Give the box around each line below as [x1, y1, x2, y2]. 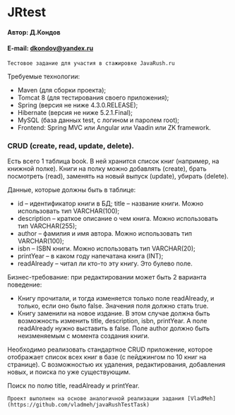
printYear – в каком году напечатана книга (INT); [17, 252, 164, 260]
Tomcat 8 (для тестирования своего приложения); [17, 93, 169, 102]
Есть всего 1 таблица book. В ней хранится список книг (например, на [7, 157, 219, 166]
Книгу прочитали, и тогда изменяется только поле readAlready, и [17, 294, 215, 303]
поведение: [7, 280, 42, 289]
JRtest [7, 4, 47, 20]
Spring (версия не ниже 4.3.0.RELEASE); [17, 100, 138, 109]
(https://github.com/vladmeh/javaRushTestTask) [7, 402, 150, 409]
